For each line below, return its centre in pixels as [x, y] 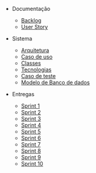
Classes [31, 63]
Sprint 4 [31, 125]
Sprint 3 [31, 119]
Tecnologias [36, 70]
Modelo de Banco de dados [55, 82]
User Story [34, 27]
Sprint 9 [31, 157]
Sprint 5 [31, 132]
